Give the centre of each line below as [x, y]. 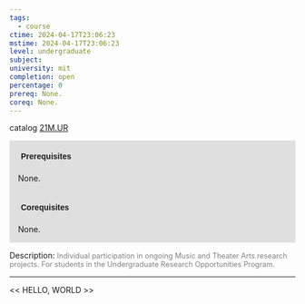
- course [34, 26]
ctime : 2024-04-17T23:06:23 [63, 34]
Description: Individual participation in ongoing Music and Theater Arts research [148, 256]
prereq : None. [36, 93]
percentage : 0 [36, 85]
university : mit [40, 69]
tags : [20, 18]
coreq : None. [34, 102]
